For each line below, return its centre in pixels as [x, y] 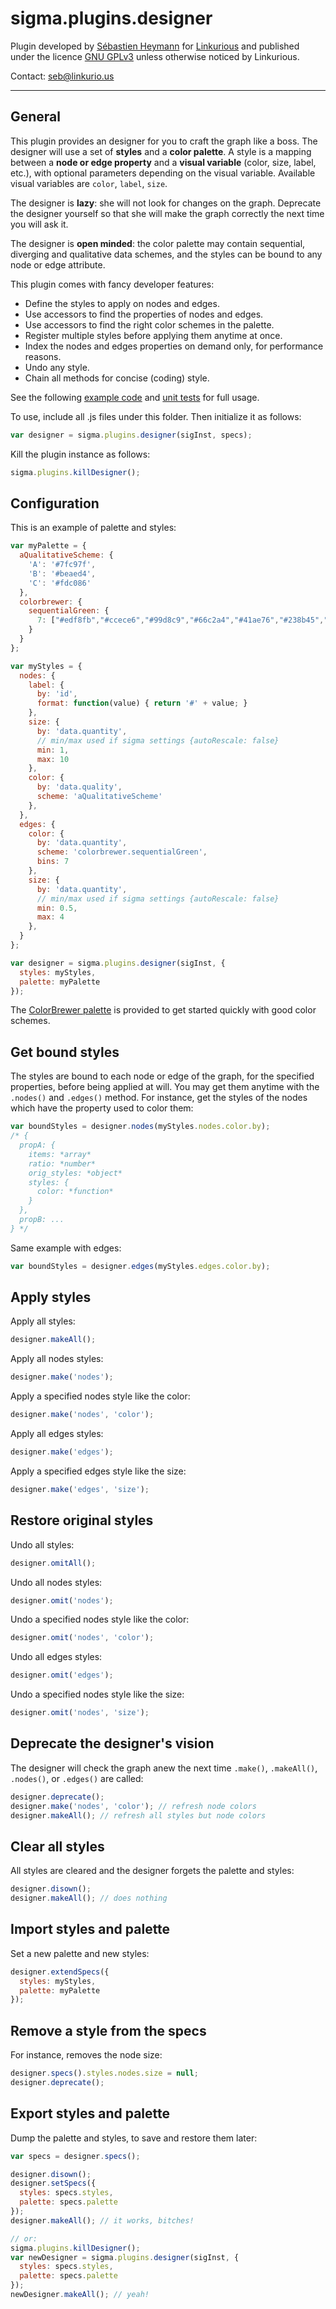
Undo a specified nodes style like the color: [100, 1619]
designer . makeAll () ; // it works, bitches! [102, 2220]
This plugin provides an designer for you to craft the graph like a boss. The [164, 141]
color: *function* [75, 1192]
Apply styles [51, 1297]
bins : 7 [53, 862]
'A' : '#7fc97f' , [62, 565]
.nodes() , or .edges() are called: [77, 1778]
